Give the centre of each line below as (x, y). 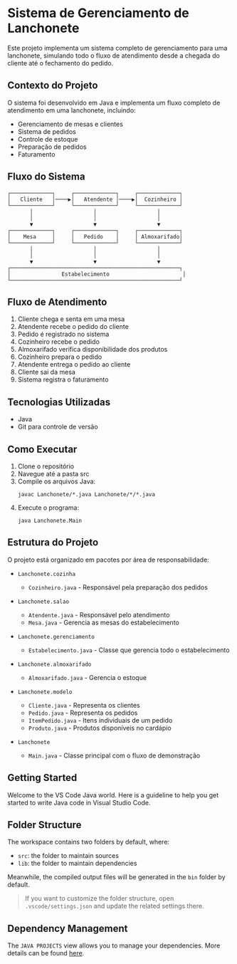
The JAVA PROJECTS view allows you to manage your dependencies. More (114, 945)
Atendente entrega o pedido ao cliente (74, 365)
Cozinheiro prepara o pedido (60, 357)
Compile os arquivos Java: (57, 481)
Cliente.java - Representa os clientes (84, 705)
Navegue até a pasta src (53, 474)
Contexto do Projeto (53, 86)
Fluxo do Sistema (46, 177)
